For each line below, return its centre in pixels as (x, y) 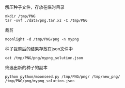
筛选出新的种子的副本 (26, 67)
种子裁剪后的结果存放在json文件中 (39, 49)
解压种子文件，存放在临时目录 (35, 7)
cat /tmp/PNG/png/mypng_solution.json (44, 58)
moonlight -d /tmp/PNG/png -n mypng (42, 39)
